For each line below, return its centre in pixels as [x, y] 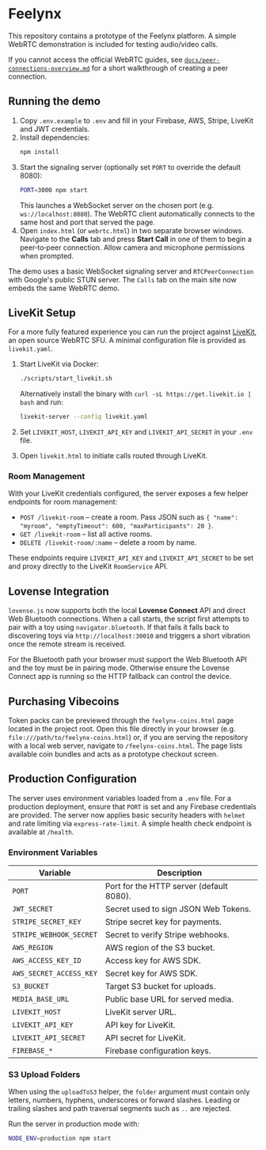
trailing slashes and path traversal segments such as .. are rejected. [120, 1109]
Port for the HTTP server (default [166, 887]
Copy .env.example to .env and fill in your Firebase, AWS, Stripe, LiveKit [137, 121]
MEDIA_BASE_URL [41, 999]
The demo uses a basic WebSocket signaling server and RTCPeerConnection [131, 271]
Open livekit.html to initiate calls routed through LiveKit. [114, 456]
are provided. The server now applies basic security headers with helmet [127, 815]
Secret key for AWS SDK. [151, 974]
